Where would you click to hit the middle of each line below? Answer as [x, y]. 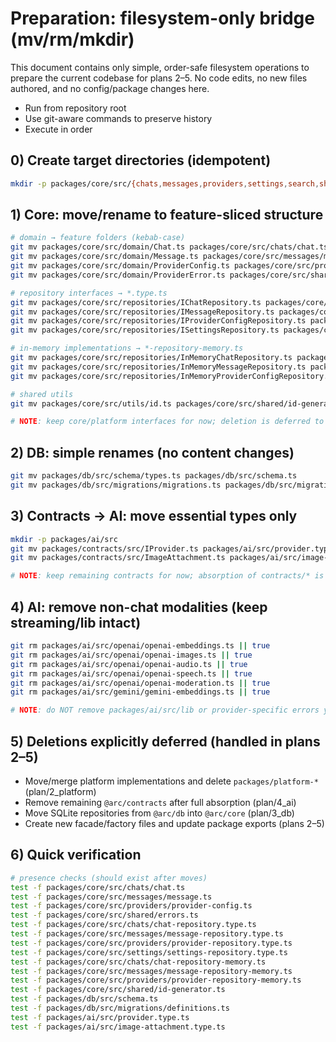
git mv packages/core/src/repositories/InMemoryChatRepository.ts [151, 358]
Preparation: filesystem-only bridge [162, 18]
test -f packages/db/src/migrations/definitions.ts [120, 1008]
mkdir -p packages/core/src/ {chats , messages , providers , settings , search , [165, 183]
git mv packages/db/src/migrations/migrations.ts [116, 485]
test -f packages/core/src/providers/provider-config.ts [131, 906]
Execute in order [58, 129]
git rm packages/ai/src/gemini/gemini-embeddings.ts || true [140, 692]
